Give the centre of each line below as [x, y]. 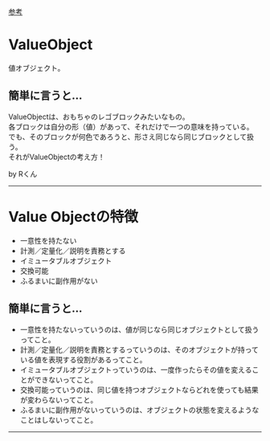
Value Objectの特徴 [74, 216]
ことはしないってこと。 [59, 419]
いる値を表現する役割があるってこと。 [83, 359]
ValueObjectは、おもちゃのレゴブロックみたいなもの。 [99, 116]
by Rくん [23, 174]
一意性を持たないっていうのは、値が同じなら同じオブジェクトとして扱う [139, 329]
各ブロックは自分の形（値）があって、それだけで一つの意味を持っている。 [131, 126]
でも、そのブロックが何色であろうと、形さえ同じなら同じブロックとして [128, 137]
